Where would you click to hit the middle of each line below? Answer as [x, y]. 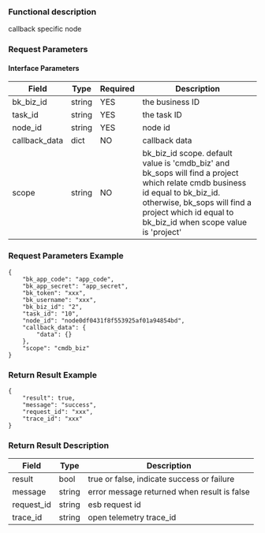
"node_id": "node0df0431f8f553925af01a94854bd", [104, 321]
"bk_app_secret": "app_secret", [75, 286]
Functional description [52, 12]
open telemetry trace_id [132, 517]
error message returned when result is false [169, 492]
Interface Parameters [44, 68]
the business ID [171, 102]
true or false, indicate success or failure [161, 479]
